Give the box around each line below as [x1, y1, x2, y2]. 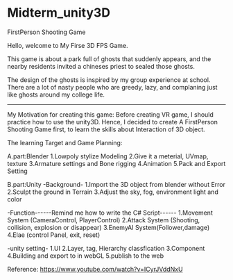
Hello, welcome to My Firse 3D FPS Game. [7, 41, 128, 49]
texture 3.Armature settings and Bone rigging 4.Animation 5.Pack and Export [7, 159, 226, 167]
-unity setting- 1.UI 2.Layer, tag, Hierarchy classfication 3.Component [7, 244, 205, 252]
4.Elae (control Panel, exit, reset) [7, 231, 101, 239]
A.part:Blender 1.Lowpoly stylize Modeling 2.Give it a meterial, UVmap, [7, 151, 209, 160]
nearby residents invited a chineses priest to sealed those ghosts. [7, 62, 196, 70]
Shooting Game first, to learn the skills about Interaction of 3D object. [7, 125, 206, 133]
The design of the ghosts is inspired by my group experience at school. [7, 75, 211, 84]
